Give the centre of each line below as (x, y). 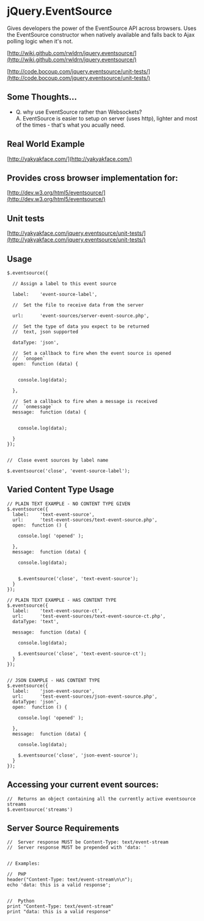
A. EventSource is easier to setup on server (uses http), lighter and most (107, 118)
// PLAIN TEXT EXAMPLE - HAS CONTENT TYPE (62, 600)
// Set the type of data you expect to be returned (81, 327)
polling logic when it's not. (40, 41)
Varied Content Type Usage (61, 490)
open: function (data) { (46, 364)
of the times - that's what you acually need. (71, 125)
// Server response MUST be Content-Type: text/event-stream (88, 842)
